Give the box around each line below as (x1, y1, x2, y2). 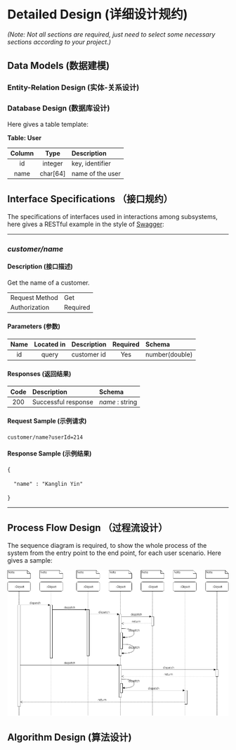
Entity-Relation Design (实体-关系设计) (7, 82, 140, 92)
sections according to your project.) (7, 37, 111, 46)
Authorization (10, 303, 50, 311)
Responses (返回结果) (7, 369, 72, 377)
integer (42, 159, 63, 168)
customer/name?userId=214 (7, 434, 83, 441)
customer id (71, 350, 107, 359)
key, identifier (71, 159, 111, 168)
